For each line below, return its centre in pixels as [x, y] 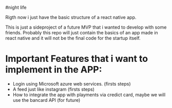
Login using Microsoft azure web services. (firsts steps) [72, 83]
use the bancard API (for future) [46, 100]
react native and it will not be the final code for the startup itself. [73, 38]
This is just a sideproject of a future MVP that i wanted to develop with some [86, 27]
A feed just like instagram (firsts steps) [54, 89]
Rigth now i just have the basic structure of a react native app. [71, 17]
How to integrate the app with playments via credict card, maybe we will [89, 95]
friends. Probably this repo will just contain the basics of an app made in [82, 33]
